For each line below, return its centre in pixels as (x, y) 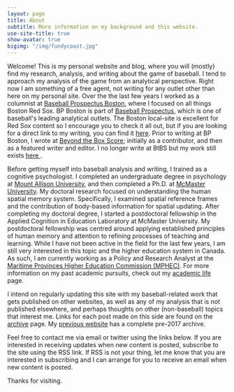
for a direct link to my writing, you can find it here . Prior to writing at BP (109, 133)
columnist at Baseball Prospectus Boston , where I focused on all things (109, 103)
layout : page (26, 14)
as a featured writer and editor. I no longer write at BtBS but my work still (112, 148)
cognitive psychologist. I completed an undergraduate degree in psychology (117, 176)
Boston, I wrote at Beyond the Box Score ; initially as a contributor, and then (115, 140)
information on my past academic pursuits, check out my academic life (109, 273)
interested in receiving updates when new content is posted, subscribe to (113, 345)
